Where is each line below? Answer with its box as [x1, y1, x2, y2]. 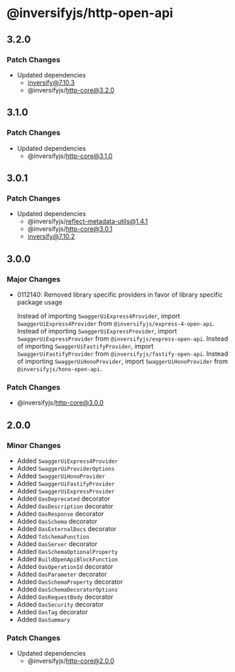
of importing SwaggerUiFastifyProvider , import [16, 341, 154, 350]
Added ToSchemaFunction [16, 532, 89, 540]
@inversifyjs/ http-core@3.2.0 [27, 85, 115, 94]
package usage [16, 297, 62, 306]
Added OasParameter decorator [16, 570, 107, 578]
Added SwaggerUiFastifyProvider [16, 479, 115, 488]
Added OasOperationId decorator [16, 562, 114, 570]
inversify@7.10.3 [27, 78, 75, 87]
